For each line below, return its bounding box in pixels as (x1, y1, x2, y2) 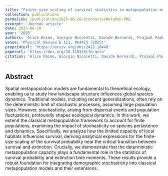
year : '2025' (5, 30, 32, 35)
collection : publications (5, 12, 59, 17)
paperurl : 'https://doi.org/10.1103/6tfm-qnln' (5, 49, 106, 54)
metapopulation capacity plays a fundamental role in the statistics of (5, 149, 146, 155)
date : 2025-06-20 (5, 26, 41, 31)
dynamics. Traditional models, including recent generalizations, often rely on (5, 96, 162, 102)
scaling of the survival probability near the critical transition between (14, 138, 156, 145)
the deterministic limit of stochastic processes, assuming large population (5, 101, 157, 107)
